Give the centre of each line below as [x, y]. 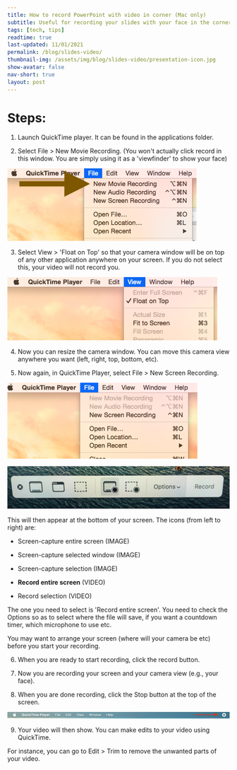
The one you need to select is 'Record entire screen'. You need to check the [117, 609]
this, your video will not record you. [69, 267]
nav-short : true [31, 74]
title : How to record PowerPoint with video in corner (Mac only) [107, 15]
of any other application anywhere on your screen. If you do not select [120, 260]
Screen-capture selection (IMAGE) [67, 568]
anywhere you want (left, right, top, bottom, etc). [88, 359]
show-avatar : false [36, 67]
